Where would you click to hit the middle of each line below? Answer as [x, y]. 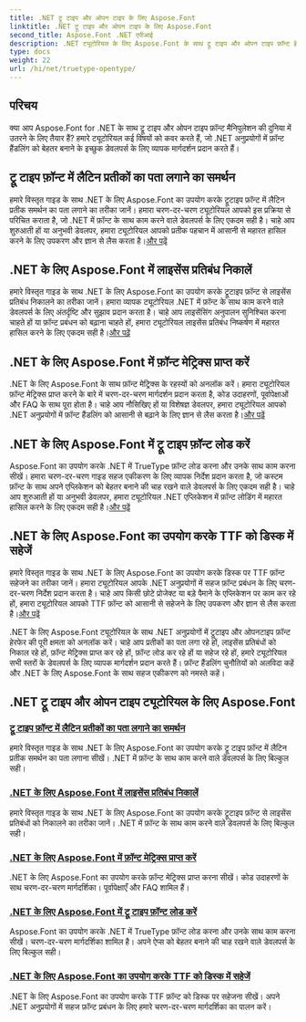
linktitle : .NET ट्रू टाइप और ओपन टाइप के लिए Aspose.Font [111, 26]
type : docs [30, 52]
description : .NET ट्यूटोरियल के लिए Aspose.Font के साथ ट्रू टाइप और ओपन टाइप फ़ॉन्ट [150, 43]
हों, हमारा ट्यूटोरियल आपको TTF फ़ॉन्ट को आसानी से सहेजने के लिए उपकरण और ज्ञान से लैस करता [153, 603]
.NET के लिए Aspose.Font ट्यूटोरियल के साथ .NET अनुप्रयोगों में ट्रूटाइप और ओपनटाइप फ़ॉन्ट [150, 631]
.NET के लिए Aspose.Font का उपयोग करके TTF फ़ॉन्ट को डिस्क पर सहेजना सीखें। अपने [145, 996]
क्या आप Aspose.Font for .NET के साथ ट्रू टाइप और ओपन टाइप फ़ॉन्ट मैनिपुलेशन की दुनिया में [150, 128]
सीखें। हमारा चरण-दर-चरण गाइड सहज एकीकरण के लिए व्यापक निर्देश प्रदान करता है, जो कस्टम [146, 476]
